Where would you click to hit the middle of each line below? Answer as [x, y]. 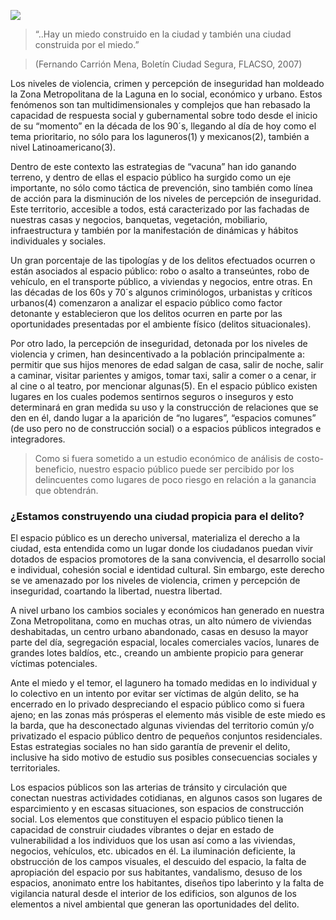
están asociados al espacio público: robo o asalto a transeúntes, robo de [160, 271]
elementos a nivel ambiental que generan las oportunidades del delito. [155, 904]
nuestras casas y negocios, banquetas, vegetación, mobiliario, [139, 219]
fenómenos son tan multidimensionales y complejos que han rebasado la [160, 104]
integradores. [38, 439]
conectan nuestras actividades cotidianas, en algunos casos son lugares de [166, 798]
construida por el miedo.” [87, 44]
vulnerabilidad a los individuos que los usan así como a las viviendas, [153, 841]
